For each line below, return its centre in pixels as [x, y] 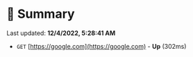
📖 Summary [41, 14]
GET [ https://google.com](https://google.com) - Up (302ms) [101, 46]
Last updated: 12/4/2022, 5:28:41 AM [61, 33]
